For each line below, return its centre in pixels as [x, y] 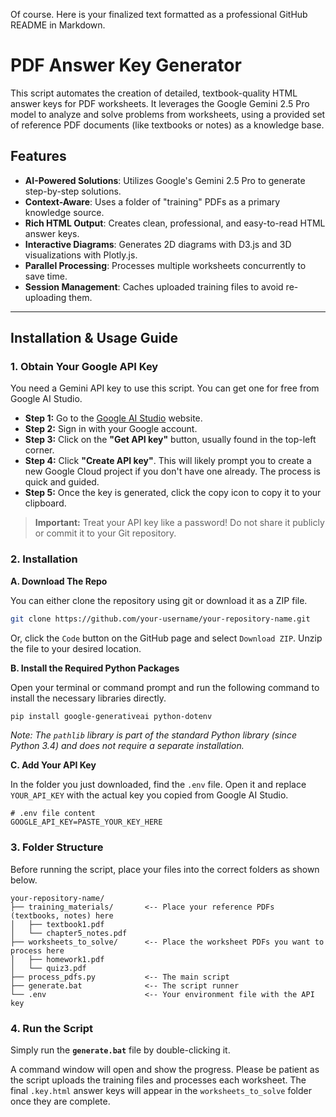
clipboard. [45, 503]
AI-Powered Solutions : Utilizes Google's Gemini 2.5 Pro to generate [165, 180]
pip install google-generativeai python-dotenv [111, 716]
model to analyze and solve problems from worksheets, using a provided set [168, 114]
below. [24, 880]
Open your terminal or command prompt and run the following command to [165, 687]
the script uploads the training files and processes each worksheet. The [158, 1080]
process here [37, 950]
